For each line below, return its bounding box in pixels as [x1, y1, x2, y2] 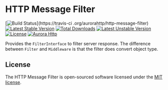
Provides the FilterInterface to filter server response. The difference [5, 40, 151, 46]
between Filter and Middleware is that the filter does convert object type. [5, 46, 158, 52]
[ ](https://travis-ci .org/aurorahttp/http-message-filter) [5, 20, 149, 26]
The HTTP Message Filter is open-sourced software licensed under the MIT [5, 74, 163, 80]
